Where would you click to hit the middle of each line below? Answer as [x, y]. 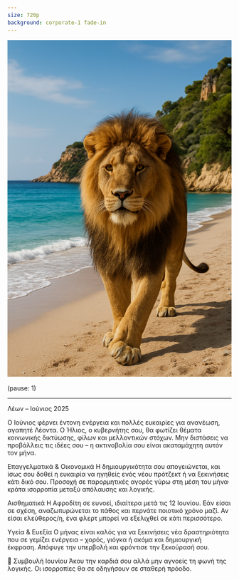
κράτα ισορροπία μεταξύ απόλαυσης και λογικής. [81, 490]
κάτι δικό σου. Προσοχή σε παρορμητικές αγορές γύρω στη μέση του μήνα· [118, 482]
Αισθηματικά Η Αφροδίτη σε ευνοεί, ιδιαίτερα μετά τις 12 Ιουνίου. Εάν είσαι [119, 503]
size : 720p [23, 15]
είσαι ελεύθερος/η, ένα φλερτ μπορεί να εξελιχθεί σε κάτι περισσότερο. [115, 518]
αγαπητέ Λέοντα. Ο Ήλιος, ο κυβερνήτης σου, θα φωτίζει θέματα [105, 430]
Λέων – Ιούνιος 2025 [38, 409]
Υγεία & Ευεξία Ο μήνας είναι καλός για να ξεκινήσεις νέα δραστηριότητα [118, 532]
